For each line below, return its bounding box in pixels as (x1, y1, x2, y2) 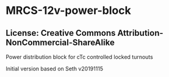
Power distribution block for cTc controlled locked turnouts (5, 53, 153, 61)
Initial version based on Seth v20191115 (5, 65, 104, 72)
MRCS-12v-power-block (5, 4, 132, 18)
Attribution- (117, 28, 164, 38)
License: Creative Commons (5, 28, 116, 38)
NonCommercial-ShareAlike (5, 37, 115, 47)
